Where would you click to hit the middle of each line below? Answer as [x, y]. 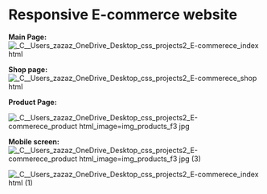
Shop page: [28, 69]
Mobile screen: [34, 141]
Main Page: [27, 37]
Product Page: [33, 102]
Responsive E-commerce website [123, 15]
